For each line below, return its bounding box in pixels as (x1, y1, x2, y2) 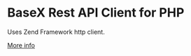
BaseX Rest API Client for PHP (7, 5, 185, 21)
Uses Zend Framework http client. (7, 28, 105, 36)
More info (7, 41, 36, 49)
